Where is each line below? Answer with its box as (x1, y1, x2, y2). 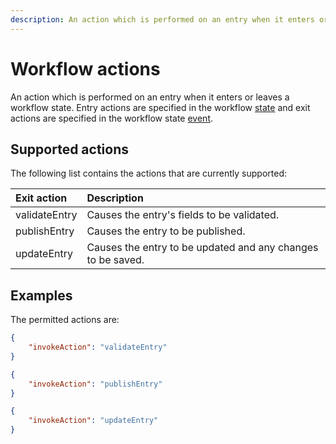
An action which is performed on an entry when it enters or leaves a (10, 91, 290, 103)
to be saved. (86, 253, 145, 267)
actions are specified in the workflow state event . (10, 112, 214, 124)
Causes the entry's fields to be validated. (86, 208, 280, 222)
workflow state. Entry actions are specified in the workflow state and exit (10, 101, 311, 113)
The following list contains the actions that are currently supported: (10, 167, 288, 180)
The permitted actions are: (10, 314, 120, 326)
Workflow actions (10, 57, 161, 80)
